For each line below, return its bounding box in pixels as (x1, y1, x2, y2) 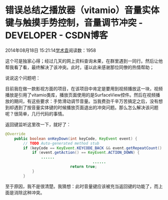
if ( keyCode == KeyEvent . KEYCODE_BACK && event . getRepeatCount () (23, 145, 162, 151)
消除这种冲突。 (13, 189, 45, 195)
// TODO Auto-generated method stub (23, 141, 99, 146)
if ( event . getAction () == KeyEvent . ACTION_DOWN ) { (31, 150, 140, 155)
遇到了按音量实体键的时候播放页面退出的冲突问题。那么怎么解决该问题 (13, 104, 158, 111)
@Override (5, 131, 26, 136)
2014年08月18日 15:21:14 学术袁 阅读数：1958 (5, 47, 96, 53)
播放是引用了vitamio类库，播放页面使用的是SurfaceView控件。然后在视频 (5, 91, 156, 98)
